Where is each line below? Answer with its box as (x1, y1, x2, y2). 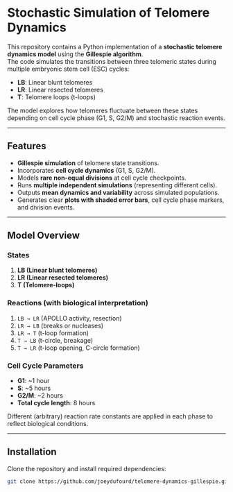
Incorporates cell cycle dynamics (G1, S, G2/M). (17, 166, 156, 174)
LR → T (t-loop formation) (17, 328, 89, 337)
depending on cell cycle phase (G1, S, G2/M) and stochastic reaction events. (7, 113, 225, 122)
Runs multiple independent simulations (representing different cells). (17, 180, 217, 189)
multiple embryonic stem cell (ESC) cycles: (7, 65, 130, 73)
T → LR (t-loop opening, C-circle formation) (17, 343, 140, 352)
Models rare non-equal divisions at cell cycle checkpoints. (17, 173, 187, 182)
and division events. (17, 203, 75, 211)
